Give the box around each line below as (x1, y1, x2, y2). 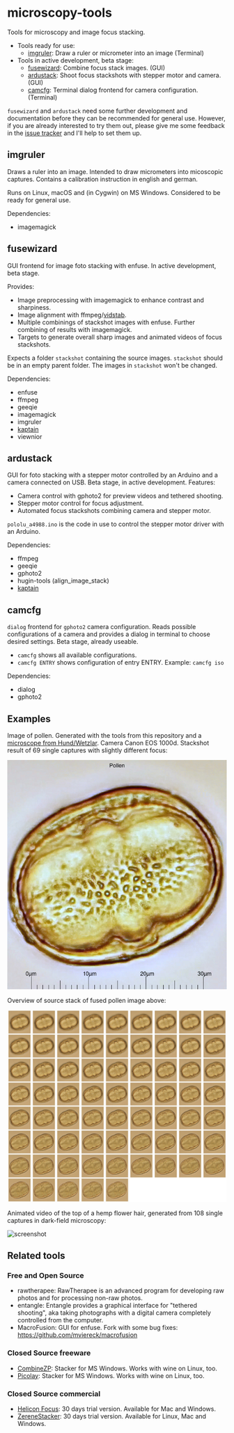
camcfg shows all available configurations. (17, 651, 137, 659)
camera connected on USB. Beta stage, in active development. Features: (7, 478, 216, 486)
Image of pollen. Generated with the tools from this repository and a (7, 731, 202, 739)
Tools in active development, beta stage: (17, 56, 134, 64)
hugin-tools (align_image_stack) (17, 576, 109, 585)
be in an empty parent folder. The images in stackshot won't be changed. (7, 361, 218, 370)
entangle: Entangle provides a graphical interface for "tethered (17, 1301, 197, 1310)
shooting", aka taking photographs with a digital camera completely (17, 1308, 211, 1317)
